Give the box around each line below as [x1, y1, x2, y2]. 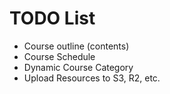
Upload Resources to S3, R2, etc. [23, 72, 161, 84]
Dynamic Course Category [23, 61, 134, 73]
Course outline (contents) [23, 40, 130, 52]
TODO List [9, 7, 96, 30]
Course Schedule [23, 50, 96, 62]
